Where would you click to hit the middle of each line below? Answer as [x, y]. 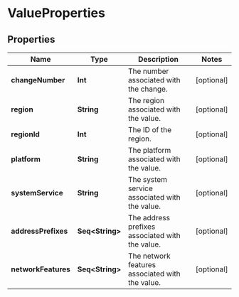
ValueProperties [56, 13]
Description [159, 59]
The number [148, 71]
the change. [148, 89]
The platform [149, 150]
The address [149, 218]
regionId [26, 134]
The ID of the [150, 130]
